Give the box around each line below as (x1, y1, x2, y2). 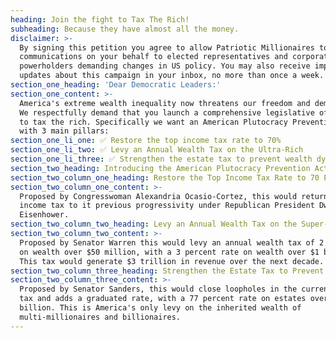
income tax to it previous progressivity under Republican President (19, 201, 315, 211)
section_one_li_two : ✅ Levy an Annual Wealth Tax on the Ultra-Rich (10, 145, 304, 155)
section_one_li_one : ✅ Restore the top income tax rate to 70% (10, 136, 282, 146)
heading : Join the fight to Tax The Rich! (10, 14, 190, 25)
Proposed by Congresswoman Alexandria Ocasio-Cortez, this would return (19, 191, 329, 201)
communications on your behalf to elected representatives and (19, 52, 288, 62)
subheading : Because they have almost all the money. (10, 24, 240, 34)
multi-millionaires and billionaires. (19, 312, 182, 322)
